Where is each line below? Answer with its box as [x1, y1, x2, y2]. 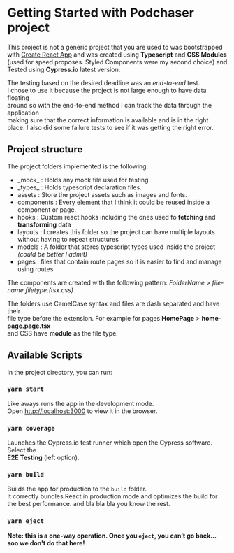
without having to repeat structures [17, 235, 119, 243]
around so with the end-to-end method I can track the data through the [7, 101, 212, 109]
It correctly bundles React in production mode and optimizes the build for [7, 492, 218, 501]
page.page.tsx [7, 322, 51, 330]
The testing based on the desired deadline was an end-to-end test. [7, 78, 200, 87]
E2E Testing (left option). [7, 453, 80, 462]
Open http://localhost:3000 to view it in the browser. [7, 407, 158, 415]
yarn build [7, 471, 44, 479]
